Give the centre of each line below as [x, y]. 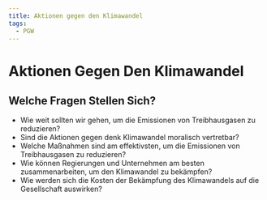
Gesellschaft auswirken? [61, 189]
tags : [17, 23]
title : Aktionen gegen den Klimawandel [76, 16]
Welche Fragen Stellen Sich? [82, 101]
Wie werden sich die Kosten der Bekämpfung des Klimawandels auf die [140, 181]
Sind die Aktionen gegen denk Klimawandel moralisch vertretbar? [129, 138]
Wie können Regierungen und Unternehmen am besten [112, 164]
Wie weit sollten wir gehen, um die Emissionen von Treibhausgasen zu [138, 120]
